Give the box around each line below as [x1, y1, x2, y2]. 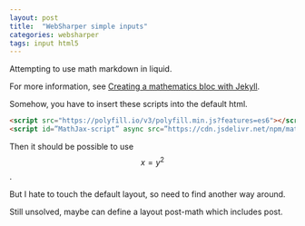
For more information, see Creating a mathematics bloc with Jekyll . [9, 81, 261, 92]
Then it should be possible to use [9, 142, 134, 152]
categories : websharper [9, 30, 100, 39]
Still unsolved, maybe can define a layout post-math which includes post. [9, 206, 283, 217]
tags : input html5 [9, 38, 79, 48]
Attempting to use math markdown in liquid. [9, 64, 172, 74]
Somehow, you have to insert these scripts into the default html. [9, 99, 248, 110]
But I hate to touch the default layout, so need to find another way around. [9, 188, 286, 200]
